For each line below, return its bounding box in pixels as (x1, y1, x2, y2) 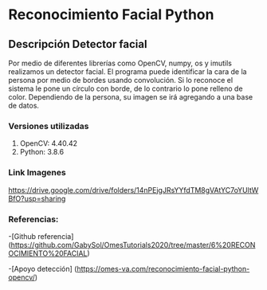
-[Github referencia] (8, 231, 74, 241)
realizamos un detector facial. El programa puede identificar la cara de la (8, 67, 247, 76)
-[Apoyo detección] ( (8, 264, 77, 273)
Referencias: (8, 214, 59, 225)
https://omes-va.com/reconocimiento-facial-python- (77, 264, 250, 273)
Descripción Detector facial (8, 37, 147, 51)
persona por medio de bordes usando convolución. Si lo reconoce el (8, 76, 234, 84)
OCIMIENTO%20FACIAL (8, 249, 88, 258)
